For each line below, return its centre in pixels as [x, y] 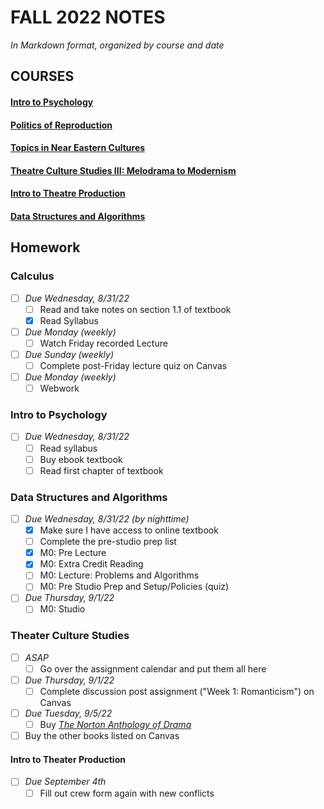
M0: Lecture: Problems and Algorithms [119, 575]
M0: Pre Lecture [73, 553]
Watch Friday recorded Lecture [103, 343]
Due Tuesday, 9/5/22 [68, 713]
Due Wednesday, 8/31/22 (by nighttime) [107, 518]
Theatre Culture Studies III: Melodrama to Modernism [123, 170]
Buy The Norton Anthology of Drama [115, 725]
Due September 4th [65, 782]
